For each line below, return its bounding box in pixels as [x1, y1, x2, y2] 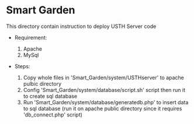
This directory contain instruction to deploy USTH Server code [6, 23, 157, 30]
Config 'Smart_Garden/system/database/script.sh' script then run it [23, 86, 186, 93]
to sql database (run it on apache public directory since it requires [23, 105, 182, 112]
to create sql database [23, 93, 78, 100]
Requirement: [14, 34, 47, 41]
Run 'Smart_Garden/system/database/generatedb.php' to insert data [23, 98, 189, 105]
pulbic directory [23, 80, 62, 87]
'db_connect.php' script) [23, 111, 83, 118]
